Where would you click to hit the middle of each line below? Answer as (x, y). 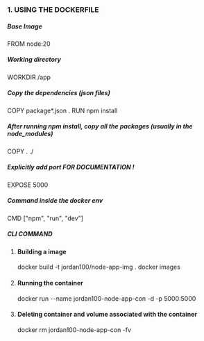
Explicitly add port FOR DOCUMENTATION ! (71, 167)
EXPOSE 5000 (28, 185)
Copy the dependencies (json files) (59, 93)
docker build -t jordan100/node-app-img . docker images (99, 267)
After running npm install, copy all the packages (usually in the (100, 126)
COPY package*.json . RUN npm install (62, 110)
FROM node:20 (29, 44)
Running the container (50, 283)
